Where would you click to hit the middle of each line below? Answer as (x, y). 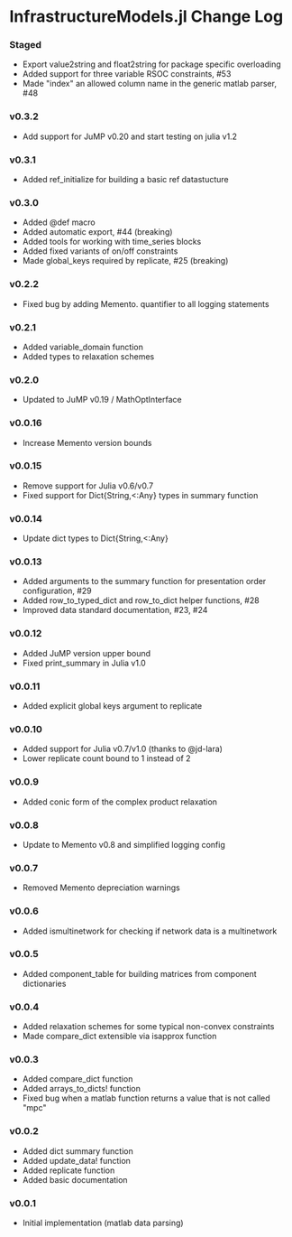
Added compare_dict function (78, 1079)
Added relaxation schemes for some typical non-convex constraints (148, 1027)
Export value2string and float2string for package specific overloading (151, 64)
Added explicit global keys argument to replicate (112, 706)
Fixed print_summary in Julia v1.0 (84, 663)
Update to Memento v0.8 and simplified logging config (123, 844)
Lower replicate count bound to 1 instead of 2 (106, 758)
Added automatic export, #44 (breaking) (97, 232)
